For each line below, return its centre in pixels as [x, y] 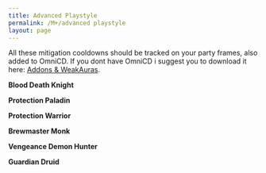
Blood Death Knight [41, 85]
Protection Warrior [40, 116]
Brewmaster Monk [39, 131]
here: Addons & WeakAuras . [54, 70]
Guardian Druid [34, 162]
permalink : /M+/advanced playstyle [67, 23]
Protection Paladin [39, 101]
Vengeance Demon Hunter [53, 147]
